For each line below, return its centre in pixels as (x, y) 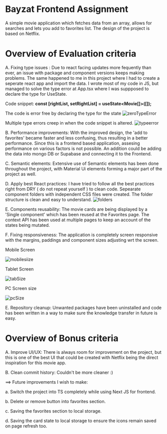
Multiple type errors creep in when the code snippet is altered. (69, 123)
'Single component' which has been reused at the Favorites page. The (77, 214)
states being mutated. (28, 225)
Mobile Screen (20, 250)
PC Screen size (21, 288)
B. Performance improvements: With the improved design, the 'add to (77, 133)
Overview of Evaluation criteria (71, 54)
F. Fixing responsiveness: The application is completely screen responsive (82, 235)
